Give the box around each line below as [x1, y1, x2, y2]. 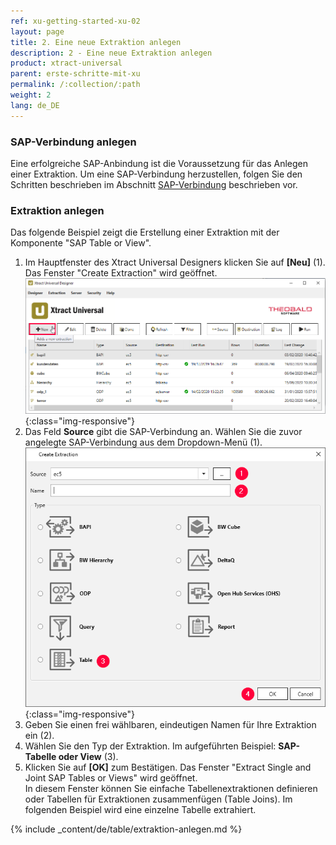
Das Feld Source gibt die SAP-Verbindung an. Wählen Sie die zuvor [24, 426, 303, 438]
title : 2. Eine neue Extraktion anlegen [10, 37, 182, 47]
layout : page [10, 26, 65, 37]
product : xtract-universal [10, 58, 123, 69]
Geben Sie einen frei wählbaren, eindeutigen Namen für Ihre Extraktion [24, 719, 317, 731]
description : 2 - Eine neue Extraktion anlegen [10, 48, 213, 58]
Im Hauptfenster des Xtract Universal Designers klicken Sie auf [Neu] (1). [24, 256, 326, 269]
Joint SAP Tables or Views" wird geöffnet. [24, 772, 198, 784]
